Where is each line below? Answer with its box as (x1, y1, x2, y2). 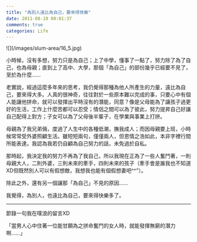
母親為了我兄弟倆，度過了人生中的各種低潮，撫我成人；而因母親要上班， (6, 126, 181, 133)
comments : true (6, 22, 43, 27)
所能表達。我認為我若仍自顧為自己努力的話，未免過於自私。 (6, 140, 150, 147)
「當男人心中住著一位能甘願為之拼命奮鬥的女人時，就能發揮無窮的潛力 (6, 222, 176, 229)
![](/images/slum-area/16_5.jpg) (6, 44, 82, 52)
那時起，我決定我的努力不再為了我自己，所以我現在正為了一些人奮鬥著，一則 (6, 153, 191, 160)
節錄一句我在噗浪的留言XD (6, 210, 70, 217)
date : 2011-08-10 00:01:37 (6, 15, 72, 22)
